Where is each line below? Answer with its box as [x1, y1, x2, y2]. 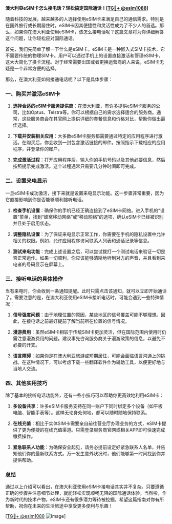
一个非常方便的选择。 [14, 65, 59, 71]
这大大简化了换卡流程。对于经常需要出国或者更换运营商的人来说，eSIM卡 [5, 59, 160, 65]
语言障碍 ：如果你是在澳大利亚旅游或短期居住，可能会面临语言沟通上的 [12, 353, 161, 359]
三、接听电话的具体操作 [5, 275, 63, 282]
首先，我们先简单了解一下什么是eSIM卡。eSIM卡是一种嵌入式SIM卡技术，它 [5, 46, 165, 52]
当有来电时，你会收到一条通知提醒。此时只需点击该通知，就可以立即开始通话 [5, 287, 167, 294]
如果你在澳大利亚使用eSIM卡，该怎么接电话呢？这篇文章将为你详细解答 [14, 29, 164, 35]
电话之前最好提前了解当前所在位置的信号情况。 [30, 318, 130, 324]
